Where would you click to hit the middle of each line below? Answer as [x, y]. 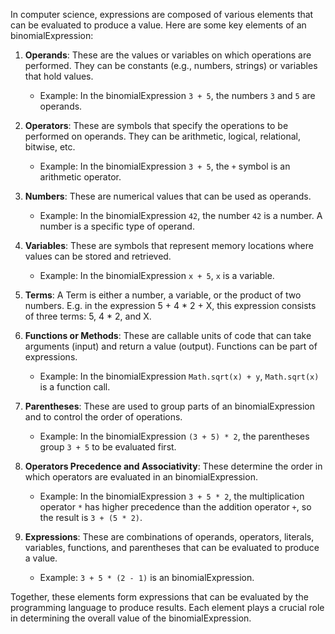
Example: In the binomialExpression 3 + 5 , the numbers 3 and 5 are [177, 95]
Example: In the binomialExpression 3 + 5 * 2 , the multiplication [172, 496]
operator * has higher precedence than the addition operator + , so [175, 507]
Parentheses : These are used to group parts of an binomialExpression [169, 406]
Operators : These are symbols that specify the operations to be [156, 125]
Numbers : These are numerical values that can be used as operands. [168, 196]
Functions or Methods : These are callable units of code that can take [168, 335]
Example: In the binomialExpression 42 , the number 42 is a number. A [181, 215]
